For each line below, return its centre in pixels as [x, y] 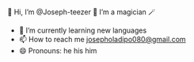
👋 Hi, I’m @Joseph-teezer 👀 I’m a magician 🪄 [82, 12]
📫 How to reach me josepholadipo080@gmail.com [103, 39]
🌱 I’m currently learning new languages [83, 30]
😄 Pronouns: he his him [58, 50]
